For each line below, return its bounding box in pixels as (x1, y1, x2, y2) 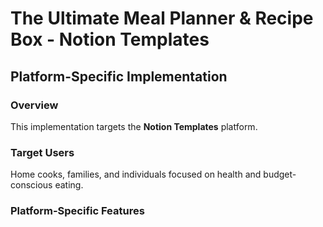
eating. (54, 179, 84, 191)
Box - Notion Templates (10, 28, 210, 51)
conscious (10, 179, 53, 191)
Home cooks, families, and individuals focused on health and (10, 168, 262, 181)
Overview (10, 98, 59, 112)
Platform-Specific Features (10, 204, 145, 218)
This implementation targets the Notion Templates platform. (10, 120, 258, 132)
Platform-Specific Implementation (10, 68, 228, 85)
